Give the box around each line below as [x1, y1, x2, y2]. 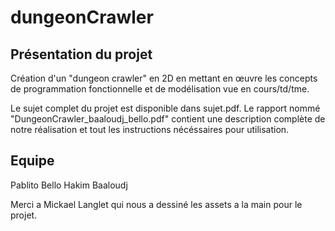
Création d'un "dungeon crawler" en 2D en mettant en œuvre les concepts [10, 72, 318, 84]
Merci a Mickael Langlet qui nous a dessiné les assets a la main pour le [10, 198, 303, 210]
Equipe [10, 152, 55, 170]
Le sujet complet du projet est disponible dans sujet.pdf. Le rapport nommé [10, 102, 321, 114]
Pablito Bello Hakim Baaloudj [10, 179, 128, 191]
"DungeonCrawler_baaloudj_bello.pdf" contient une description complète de [10, 113, 326, 125]
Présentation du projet [10, 46, 153, 63]
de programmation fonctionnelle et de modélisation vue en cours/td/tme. [10, 83, 310, 95]
